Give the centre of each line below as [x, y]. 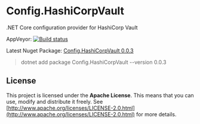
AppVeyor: [19, 39]
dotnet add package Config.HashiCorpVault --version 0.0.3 [93, 62]
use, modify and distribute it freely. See [55, 101]
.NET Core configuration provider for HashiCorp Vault [72, 27]
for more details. [156, 114]
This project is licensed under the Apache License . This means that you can [100, 95]
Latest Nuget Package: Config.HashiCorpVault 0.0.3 [70, 50]
